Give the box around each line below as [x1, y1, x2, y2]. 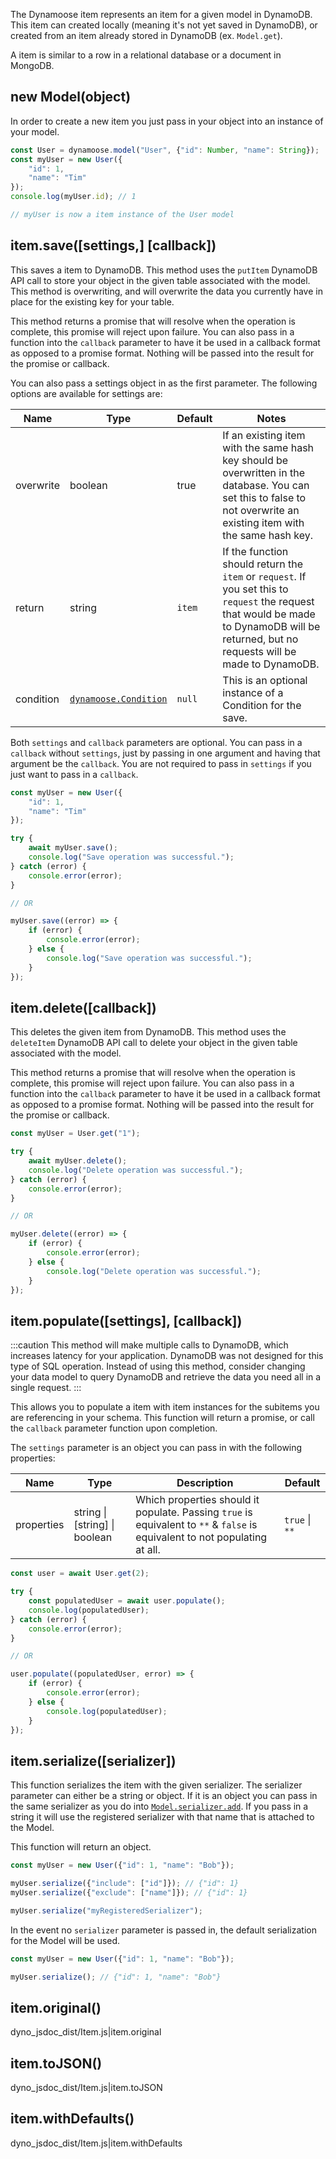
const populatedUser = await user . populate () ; [28, 1596, 226, 1606]
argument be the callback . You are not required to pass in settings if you [10, 757, 312, 769]
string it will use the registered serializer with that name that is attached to [10, 1811, 315, 1823]
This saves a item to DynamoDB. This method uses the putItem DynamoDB [10, 264, 318, 276]
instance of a [222, 685, 284, 699]
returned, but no [222, 632, 299, 646]
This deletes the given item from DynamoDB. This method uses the [10, 1026, 287, 1038]
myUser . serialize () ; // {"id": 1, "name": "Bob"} [10, 1972, 222, 1982]
